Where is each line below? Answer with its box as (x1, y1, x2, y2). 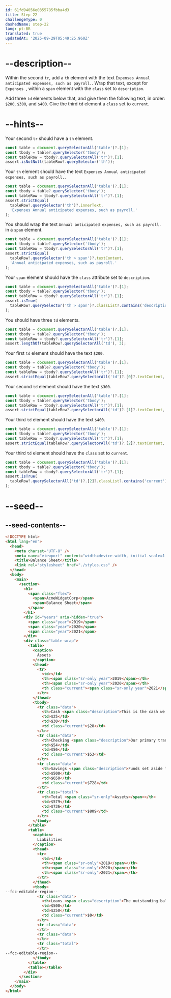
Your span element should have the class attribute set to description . (5, 274, 151, 280)
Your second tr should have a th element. (5, 135, 94, 141)
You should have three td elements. (5, 317, 80, 323)
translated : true (5, 31, 42, 36)
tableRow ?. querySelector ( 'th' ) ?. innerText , (10, 203, 103, 208)
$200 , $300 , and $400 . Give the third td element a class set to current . (5, 100, 150, 107)
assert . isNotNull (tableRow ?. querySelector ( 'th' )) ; (5, 159, 115, 164)
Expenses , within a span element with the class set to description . (5, 85, 145, 92)
